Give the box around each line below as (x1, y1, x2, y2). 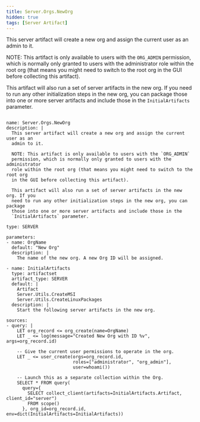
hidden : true (6, 14, 39, 20)
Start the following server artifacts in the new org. (17, 307, 156, 313)
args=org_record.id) (6, 338, 58, 345)
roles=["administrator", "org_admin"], (72, 359, 171, 366)
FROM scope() (27, 401, 60, 407)
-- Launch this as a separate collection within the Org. (17, 375, 164, 381)
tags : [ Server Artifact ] (6, 20, 68, 26)
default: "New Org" (11, 245, 60, 251)
